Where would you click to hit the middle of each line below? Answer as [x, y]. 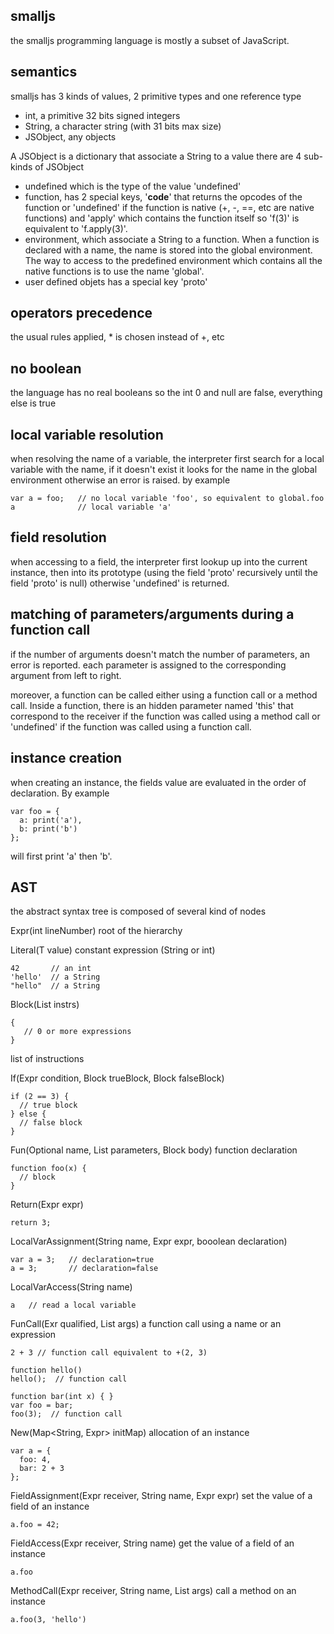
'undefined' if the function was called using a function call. [131, 726]
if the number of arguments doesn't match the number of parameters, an [160, 654]
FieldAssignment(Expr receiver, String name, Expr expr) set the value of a [161, 1496]
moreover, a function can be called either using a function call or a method [164, 695]
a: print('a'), [51, 820]
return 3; [31, 1223]
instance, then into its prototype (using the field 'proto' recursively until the [164, 572]
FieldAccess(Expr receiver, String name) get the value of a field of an [152, 1543]
